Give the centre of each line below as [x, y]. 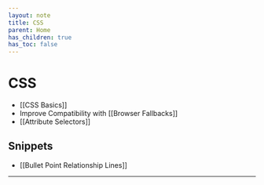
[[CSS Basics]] [43, 105]
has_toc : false [33, 45]
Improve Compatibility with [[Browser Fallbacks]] [99, 114]
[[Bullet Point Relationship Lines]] [73, 165]
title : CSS [26, 23]
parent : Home [29, 30]
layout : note [29, 15]
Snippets [31, 146]
